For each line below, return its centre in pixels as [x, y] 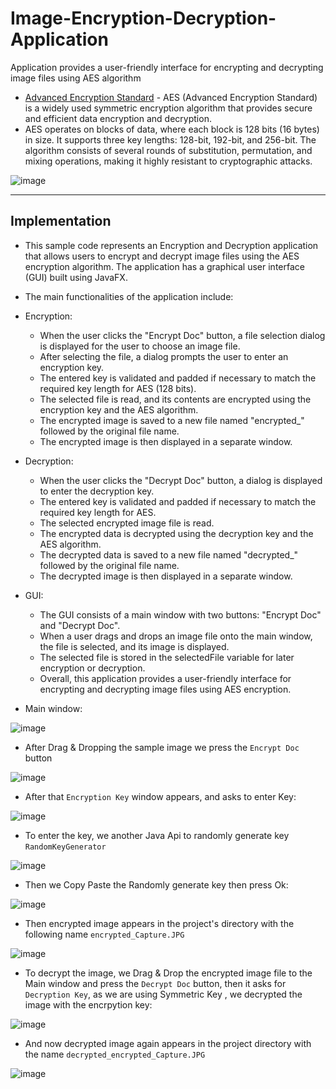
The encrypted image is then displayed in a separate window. [166, 441]
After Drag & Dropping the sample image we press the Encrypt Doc [162, 747]
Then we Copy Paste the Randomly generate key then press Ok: [156, 884]
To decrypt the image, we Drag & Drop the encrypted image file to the [168, 973]
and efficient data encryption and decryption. [118, 118]
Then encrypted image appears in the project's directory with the [159, 923]
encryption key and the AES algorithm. [119, 409]
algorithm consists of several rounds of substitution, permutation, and [168, 150]
